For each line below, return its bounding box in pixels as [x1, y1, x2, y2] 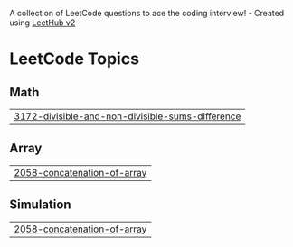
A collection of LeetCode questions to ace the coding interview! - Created [9, 8, 285, 18]
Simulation [9, 197, 71, 213]
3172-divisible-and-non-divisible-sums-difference [14, 110, 241, 123]
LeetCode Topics [9, 49, 140, 69]
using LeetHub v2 [9, 17, 76, 28]
